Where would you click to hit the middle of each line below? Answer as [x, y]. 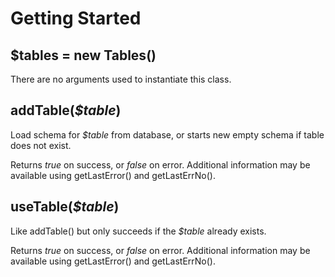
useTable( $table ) [65, 207]
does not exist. [41, 145]
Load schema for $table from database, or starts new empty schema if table [167, 134]
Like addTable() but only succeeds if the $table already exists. [138, 231]
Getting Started [76, 18]
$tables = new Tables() [83, 55]
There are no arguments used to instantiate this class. [121, 79]
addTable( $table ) [66, 110]
